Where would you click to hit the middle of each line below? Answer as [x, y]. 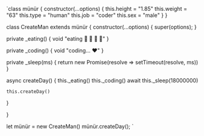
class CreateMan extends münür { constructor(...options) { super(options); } [101, 27]
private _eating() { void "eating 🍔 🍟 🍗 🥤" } [58, 39]
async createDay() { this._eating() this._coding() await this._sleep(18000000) [102, 80]
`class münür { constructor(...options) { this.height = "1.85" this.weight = [97, 9]
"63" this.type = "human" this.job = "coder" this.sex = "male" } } [87, 15]
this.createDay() [28, 92]
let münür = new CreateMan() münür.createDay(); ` [70, 126]
